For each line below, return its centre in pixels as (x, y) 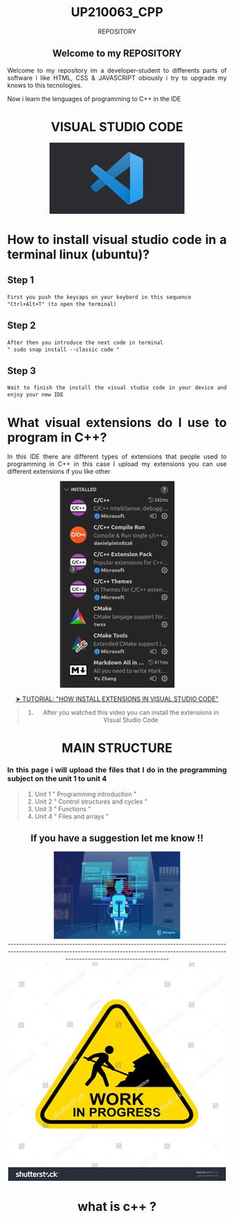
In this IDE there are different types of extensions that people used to (117, 457)
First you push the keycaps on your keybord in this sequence (99, 297)
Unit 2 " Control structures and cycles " (91, 802)
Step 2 (22, 326)
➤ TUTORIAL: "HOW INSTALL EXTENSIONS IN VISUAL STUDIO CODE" (117, 699)
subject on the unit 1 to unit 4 (57, 778)
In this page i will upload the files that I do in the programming (117, 770)
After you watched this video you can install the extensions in (131, 713)
